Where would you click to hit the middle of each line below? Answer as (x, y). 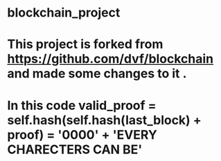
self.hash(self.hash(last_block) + (105, 120)
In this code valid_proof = (82, 105)
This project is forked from (85, 45)
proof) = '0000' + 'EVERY (82, 134)
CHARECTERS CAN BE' (75, 149)
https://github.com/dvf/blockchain (110, 59)
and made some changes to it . (97, 74)
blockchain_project (64, 13)
